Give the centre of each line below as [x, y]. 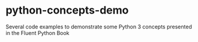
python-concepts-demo [67, 10]
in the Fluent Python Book [37, 33]
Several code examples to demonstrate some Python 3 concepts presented [99, 27]
